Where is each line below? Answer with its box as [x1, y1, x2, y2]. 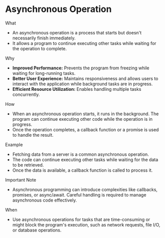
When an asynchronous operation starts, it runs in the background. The [12, 111, 159, 117]
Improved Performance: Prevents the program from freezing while [12, 65, 150, 71]
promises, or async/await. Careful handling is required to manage [12, 192, 147, 198]
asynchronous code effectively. [12, 197, 77, 203]
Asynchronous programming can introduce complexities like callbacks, [12, 186, 158, 193]
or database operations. [12, 227, 62, 233]
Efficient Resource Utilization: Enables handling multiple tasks [12, 86, 142, 92]
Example [5, 141, 23, 148]
